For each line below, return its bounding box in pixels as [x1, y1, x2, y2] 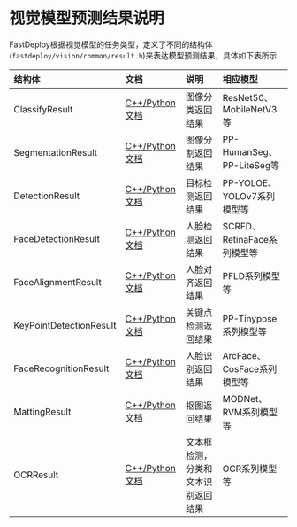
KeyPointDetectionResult [13, 319, 117, 331]
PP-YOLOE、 [222, 176, 277, 189]
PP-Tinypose [222, 312, 278, 324]
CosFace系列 [222, 362, 278, 375]
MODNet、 [222, 392, 268, 405]
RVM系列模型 [222, 406, 278, 418]
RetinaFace [222, 233, 270, 245]
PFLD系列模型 [222, 269, 281, 282]
